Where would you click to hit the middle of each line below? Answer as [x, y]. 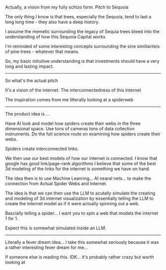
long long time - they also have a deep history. [52, 22]
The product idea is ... [27, 114]
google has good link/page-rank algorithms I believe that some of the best [81, 163]
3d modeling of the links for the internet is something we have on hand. [78, 169]
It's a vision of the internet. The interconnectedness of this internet [73, 90]
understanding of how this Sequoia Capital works [55, 37]
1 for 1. [12, 218]
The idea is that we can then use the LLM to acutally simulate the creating [80, 193]
